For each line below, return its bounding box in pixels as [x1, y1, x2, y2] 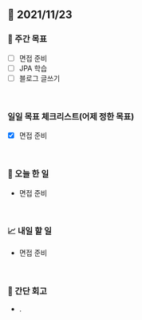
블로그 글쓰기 [18, 73, 61, 83]
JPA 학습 [18, 63, 48, 73]
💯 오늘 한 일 [7, 168, 49, 180]
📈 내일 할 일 [7, 225, 53, 237]
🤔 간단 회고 [7, 286, 47, 297]
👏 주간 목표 [7, 34, 47, 45]
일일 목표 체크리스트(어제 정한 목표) [7, 111, 135, 122]
